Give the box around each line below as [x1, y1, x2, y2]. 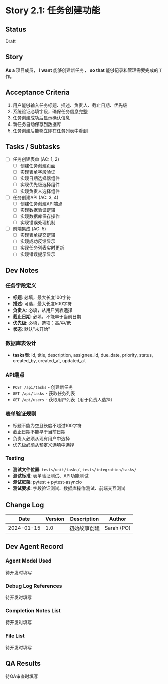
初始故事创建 [69, 525, 100, 532]
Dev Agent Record [5, 542, 64, 551]
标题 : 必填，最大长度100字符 [12, 294, 71, 300]
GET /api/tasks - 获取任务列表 [12, 390, 75, 396]
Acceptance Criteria [5, 88, 70, 97]
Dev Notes [5, 266, 39, 275]
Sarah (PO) [104, 525, 131, 532]
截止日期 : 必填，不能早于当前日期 [12, 314, 81, 320]
